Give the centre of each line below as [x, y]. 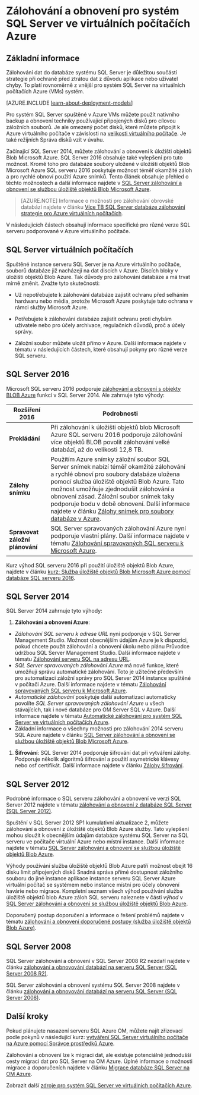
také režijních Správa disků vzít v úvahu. [55, 140]
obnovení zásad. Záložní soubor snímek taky [112, 496]
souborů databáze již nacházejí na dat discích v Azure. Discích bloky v [92, 270]
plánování [23, 547]
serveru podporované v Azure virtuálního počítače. [68, 231]
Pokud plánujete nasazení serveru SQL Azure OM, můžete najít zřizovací [94, 1031]
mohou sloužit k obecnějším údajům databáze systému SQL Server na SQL [97, 835]
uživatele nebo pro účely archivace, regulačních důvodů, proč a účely [100, 325]
